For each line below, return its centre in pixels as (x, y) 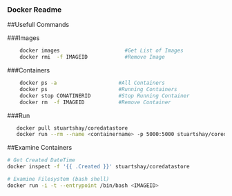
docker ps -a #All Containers (93, 83)
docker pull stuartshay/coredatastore (72, 128)
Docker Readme (35, 10)
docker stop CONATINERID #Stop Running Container (105, 96)
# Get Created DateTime (41, 160)
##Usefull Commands (38, 25)
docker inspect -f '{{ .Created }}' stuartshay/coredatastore (98, 167)
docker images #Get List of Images (102, 51)
